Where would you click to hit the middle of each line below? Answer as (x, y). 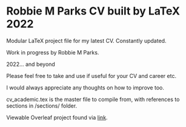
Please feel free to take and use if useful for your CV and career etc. (91, 76)
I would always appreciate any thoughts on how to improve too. (85, 87)
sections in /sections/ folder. (42, 106)
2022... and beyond (31, 64)
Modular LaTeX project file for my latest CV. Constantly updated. (86, 41)
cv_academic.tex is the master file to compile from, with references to (93, 99)
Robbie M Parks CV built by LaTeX (93, 11)
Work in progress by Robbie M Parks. (53, 52)
